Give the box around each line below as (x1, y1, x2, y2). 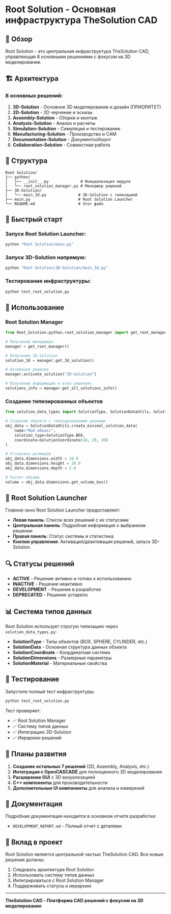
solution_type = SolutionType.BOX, (14, 433, 85, 438)
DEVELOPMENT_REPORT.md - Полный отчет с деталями (12, 823, 122, 829)
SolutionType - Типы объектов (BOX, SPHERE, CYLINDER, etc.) (12, 638, 148, 645)
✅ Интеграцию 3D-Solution (12, 729, 71, 735)
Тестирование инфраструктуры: (5, 278, 91, 285)
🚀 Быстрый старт (5, 215, 63, 224)
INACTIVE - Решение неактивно (12, 581, 83, 587)
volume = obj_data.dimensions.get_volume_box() (5, 479, 108, 485)
